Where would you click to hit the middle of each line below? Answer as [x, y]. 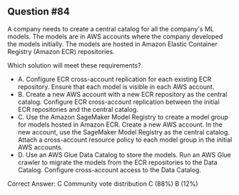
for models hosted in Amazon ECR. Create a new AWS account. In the [120, 125]
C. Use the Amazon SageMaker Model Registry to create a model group [123, 117]
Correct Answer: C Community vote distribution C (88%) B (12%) [103, 184]
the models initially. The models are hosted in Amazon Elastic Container [112, 44]
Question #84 [39, 12]
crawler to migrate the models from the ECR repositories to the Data [117, 162]
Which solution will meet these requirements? [74, 65]
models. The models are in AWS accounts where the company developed [115, 36]
